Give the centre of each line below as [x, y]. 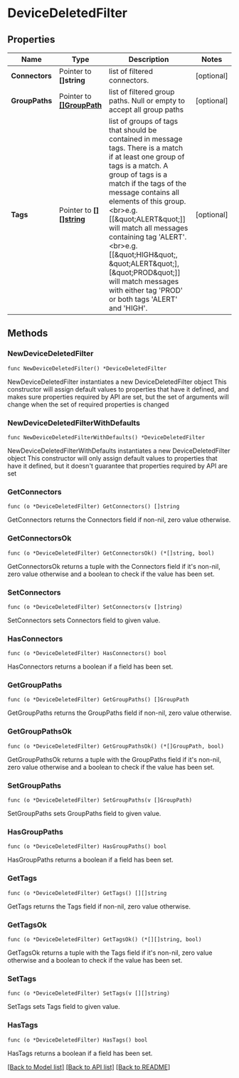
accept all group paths [146, 110]
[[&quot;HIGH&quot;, [143, 255]
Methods [28, 334]
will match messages [144, 281]
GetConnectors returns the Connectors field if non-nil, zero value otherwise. [119, 520]
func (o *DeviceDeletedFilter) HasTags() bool [78, 1040]
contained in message [146, 139]
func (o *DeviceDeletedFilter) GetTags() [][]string [87, 893]
